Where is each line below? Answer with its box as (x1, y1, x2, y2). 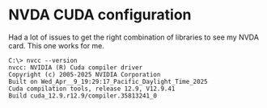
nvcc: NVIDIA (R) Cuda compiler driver (8, 63, 143, 72)
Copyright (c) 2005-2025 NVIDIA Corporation (8, 70, 161, 78)
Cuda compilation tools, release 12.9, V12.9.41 (8, 85, 176, 93)
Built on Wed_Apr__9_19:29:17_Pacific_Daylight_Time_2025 (8, 77, 208, 85)
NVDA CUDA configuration (8, 6, 192, 24)
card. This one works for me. (8, 40, 105, 50)
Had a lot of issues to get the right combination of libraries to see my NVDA (8, 32, 259, 42)
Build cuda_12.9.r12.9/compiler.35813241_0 (8, 91, 158, 100)
